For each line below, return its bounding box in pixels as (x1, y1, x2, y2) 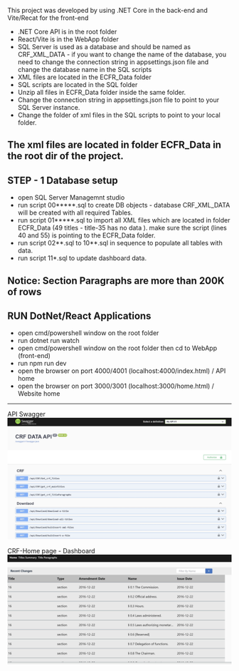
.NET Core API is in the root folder (17, 28, 117, 36)
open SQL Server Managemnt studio (17, 193, 125, 202)
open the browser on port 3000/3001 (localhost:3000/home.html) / (17, 381, 215, 391)
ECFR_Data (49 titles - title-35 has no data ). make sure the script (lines (17, 224, 228, 232)
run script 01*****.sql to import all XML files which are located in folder (17, 216, 230, 225)
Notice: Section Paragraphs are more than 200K (7, 275, 225, 287)
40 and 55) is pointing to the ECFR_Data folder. (17, 231, 156, 240)
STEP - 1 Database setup (7, 174, 119, 186)
